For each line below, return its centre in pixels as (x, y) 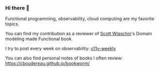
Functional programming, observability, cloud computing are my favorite (80, 19)
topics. (12, 24)
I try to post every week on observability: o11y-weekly (61, 49)
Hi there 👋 (18, 8)
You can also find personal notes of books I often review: (64, 58)
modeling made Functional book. (39, 39)
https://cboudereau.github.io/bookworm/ (48, 64)
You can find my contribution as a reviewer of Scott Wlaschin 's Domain (78, 34)
